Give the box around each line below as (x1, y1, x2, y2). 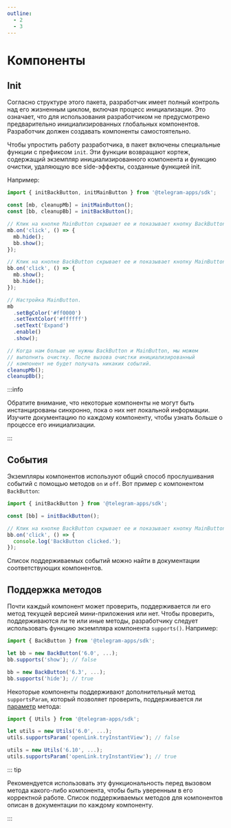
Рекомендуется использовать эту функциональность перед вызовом (7, 778, 212, 787)
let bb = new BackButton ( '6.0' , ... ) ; (7, 650, 118, 657)
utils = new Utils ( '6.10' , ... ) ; (7, 747, 103, 754)
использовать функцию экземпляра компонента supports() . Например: (7, 624, 218, 633)
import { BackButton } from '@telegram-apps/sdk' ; (7, 637, 155, 644)
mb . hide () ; (13, 233, 45, 240)
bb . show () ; (13, 240, 45, 246)
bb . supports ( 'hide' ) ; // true (7, 675, 94, 682)
